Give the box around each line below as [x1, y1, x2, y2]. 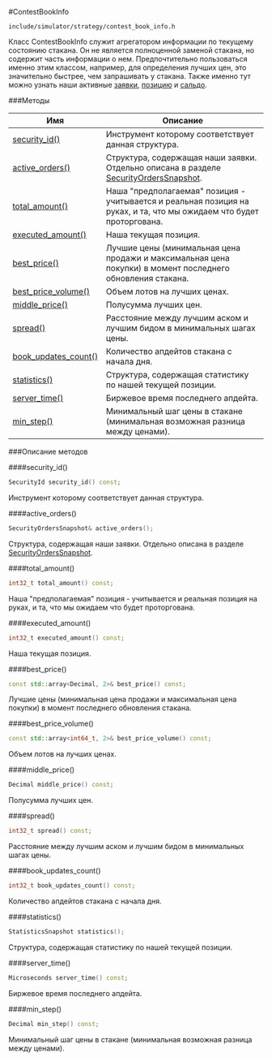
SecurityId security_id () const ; [8, 478, 121, 486]
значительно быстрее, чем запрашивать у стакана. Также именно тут [8, 71, 251, 80]
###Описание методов [8, 446, 88, 456]
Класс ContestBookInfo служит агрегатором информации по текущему [8, 37, 253, 46]
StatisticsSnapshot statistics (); [8, 927, 125, 936]
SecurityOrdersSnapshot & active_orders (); [8, 524, 154, 533]
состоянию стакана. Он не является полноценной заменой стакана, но [8, 45, 255, 55]
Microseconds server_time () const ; [8, 973, 129, 981]
